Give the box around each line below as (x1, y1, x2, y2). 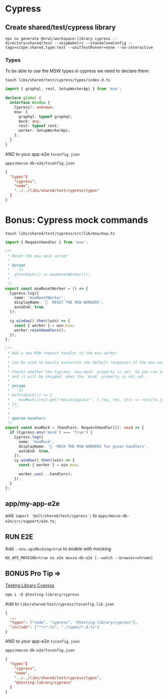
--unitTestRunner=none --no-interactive (67, 45, 153, 50)
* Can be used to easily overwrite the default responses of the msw (7, 360, 155, 365)
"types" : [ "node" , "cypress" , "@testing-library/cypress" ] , (9, 620, 137, 625)
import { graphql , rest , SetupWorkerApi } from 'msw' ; (5, 86, 122, 92)
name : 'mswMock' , (18, 439, 55, 444)
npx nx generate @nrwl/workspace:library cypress (5, 36, 111, 41)
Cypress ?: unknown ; (14, 105, 55, 110)
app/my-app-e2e (5, 500, 60, 508)
